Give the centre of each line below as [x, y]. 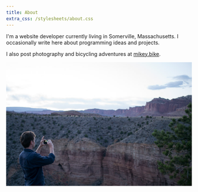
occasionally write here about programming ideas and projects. [83, 42]
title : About [22, 12]
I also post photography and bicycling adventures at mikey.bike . [83, 54]
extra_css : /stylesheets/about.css [50, 19]
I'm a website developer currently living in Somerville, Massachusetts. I [92, 36]
